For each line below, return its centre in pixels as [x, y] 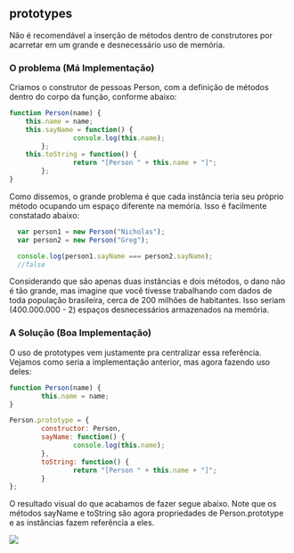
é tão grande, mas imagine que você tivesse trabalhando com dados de [141, 291]
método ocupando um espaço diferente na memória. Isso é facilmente [138, 206]
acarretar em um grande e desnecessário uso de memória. [117, 45]
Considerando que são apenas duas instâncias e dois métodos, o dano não [147, 281]
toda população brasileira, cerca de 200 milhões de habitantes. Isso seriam [147, 301]
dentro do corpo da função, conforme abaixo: [93, 97]
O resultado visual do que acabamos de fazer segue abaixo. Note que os [143, 504]
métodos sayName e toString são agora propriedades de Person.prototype [147, 513]
